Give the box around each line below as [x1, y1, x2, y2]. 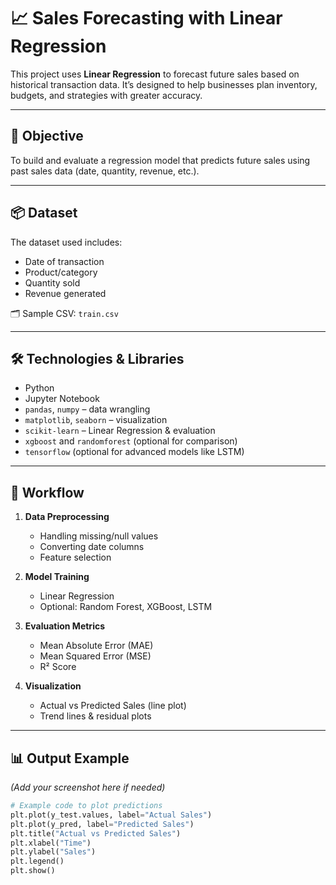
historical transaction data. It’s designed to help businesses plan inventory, [10, 78, 318, 90]
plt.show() [10, 866, 56, 876]
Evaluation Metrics [24, 620, 106, 632]
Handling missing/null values [39, 530, 159, 542]
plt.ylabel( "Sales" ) [10, 847, 97, 857]
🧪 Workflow [10, 484, 85, 501]
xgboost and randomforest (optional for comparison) [24, 435, 238, 447]
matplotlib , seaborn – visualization [24, 414, 168, 426]
